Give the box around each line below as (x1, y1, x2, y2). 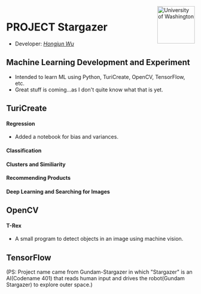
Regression (6, 120, 35, 127)
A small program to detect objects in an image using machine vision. (14, 235, 184, 243)
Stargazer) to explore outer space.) (6, 281, 93, 289)
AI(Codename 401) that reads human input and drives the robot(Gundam (6, 275, 185, 282)
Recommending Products (6, 174, 71, 182)
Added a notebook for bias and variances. (14, 133, 118, 140)
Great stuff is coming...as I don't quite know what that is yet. (14, 86, 163, 93)
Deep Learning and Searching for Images (6, 188, 111, 195)
